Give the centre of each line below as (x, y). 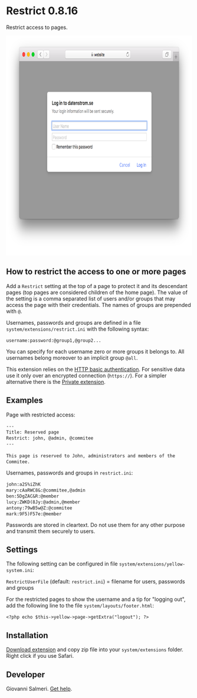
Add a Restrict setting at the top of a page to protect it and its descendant (97, 286)
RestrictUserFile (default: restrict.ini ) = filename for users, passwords (96, 581)
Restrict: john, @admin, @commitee (50, 438)
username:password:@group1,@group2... (54, 340)
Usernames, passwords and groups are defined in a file (73, 322)
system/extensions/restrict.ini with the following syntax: (78, 329)
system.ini (19, 571)
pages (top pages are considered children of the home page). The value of (97, 292)
